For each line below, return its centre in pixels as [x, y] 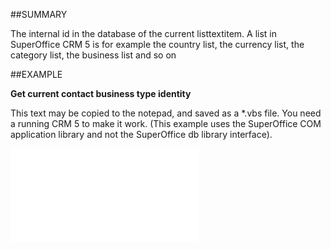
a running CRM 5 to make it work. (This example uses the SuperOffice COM [166, 123]
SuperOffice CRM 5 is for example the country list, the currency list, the [157, 44]
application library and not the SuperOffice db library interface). [141, 134]
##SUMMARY [39, 14]
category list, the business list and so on [93, 55]
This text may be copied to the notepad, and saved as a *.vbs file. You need [166, 113]
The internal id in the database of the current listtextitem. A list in [144, 33]
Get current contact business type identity [101, 93]
